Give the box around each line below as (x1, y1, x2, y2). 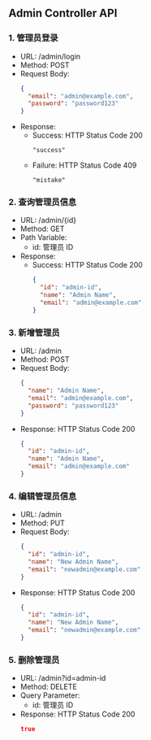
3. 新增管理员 (8, 327, 60, 338)
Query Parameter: (19, 690, 80, 700)
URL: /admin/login (19, 51, 81, 61)
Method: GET (19, 224, 65, 234)
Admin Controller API (8, 7, 118, 20)
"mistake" (32, 176, 67, 185)
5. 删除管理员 (8, 654, 60, 665)
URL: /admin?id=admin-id (19, 673, 106, 683)
